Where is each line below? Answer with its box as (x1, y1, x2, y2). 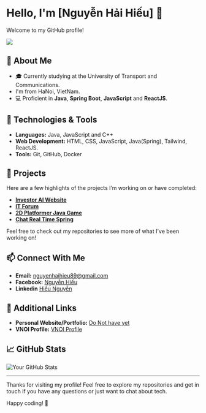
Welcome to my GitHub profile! (6, 26, 84, 34)
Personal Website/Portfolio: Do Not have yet (15, 319, 130, 326)
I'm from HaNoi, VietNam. (15, 88, 80, 95)
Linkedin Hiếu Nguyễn (15, 285, 72, 292)
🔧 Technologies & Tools (6, 115, 97, 125)
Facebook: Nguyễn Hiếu (15, 279, 78, 286)
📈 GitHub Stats (6, 344, 66, 355)
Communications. (15, 81, 60, 88)
